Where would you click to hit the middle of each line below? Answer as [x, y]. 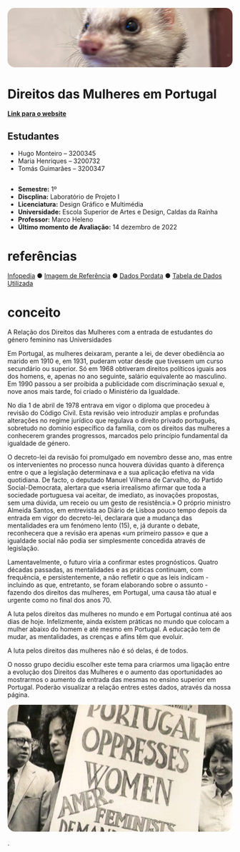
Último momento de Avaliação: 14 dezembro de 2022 [97, 227]
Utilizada [20, 284]
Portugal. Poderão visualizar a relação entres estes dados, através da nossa [119, 688]
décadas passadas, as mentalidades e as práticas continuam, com [105, 570]
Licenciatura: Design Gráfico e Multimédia [81, 204]
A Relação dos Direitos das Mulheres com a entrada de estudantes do [110, 332]
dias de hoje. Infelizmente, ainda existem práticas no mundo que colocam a [119, 622]
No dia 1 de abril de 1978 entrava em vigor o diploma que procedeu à [109, 405]
